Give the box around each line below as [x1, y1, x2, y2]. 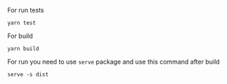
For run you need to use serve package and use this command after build [7, 57, 220, 66]
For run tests [7, 6, 44, 14]
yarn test [7, 20, 37, 27]
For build [7, 31, 33, 40]
